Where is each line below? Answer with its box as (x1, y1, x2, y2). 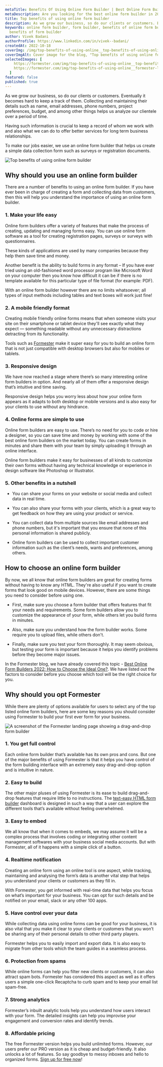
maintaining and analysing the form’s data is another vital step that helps (5, 873, 150, 878)
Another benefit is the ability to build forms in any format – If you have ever (5, 262, 155, 268)
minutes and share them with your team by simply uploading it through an (5, 443, 152, 448)
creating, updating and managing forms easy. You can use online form (5, 228, 146, 234)
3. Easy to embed (5, 818, 47, 825)
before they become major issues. (12, 652, 81, 657)
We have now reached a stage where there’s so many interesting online (5, 374, 148, 379)
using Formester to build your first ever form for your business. (5, 714, 131, 720)
